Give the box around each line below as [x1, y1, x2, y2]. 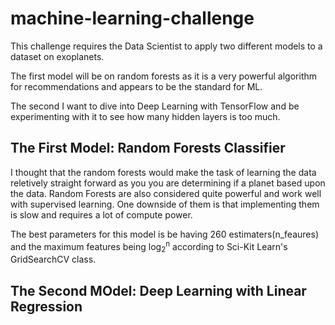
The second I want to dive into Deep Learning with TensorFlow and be [10, 100, 300, 112]
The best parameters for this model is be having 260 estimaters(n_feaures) [10, 228, 320, 240]
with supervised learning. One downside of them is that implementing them [10, 198, 320, 210]
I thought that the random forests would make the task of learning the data [10, 166, 317, 178]
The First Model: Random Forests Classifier [10, 140, 286, 157]
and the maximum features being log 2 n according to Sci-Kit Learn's [10, 238, 288, 255]
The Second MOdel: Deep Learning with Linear [10, 282, 307, 299]
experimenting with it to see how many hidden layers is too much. [10, 110, 281, 122]
